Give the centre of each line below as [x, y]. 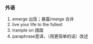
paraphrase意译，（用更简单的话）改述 [50, 36]
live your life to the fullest [37, 25]
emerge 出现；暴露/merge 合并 [43, 19]
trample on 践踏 [28, 30]
